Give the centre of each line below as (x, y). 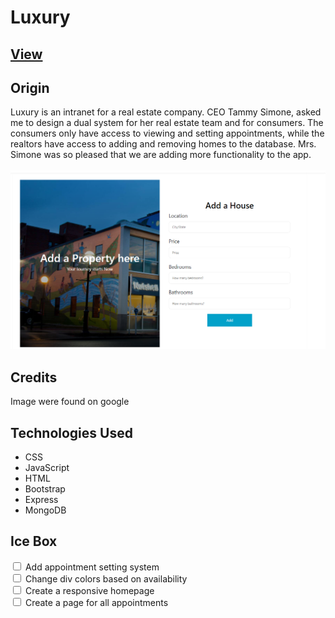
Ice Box (34, 541)
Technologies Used (71, 432)
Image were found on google (70, 402)
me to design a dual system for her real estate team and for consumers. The (167, 123)
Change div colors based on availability (106, 578)
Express (41, 499)
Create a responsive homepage (89, 590)
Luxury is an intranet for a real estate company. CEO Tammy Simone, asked (166, 112)
